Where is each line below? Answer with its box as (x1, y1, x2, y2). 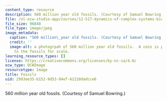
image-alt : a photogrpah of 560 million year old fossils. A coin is (9, 44, 159, 49)
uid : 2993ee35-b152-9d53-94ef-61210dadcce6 (5, 77, 97, 82)
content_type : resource (5, 7, 55, 12)
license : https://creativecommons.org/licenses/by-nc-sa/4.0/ (5, 58, 137, 63)
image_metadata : (5, 30, 39, 35)
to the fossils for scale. (14, 49, 70, 54)
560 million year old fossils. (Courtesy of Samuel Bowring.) (5, 90, 126, 96)
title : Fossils (5, 72, 37, 77)
